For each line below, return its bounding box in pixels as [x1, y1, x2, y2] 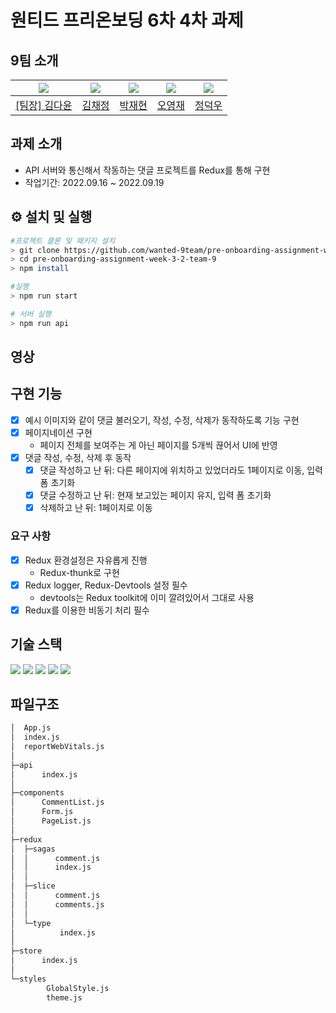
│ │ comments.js [10, 899, 105, 910]
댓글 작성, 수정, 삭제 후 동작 [24, 451, 132, 463]
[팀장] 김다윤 [15, 99, 73, 112]
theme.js [46, 992, 83, 1003]
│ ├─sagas [10, 844, 56, 854]
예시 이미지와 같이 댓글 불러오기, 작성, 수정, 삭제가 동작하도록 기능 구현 [24, 414, 300, 426]
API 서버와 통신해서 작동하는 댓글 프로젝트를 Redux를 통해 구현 [24, 164, 271, 176]
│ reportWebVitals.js [10, 742, 105, 752]
